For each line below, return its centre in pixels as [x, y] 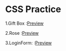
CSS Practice [33, 9]
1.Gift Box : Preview [24, 23]
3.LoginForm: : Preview [28, 43]
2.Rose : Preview [22, 33]
